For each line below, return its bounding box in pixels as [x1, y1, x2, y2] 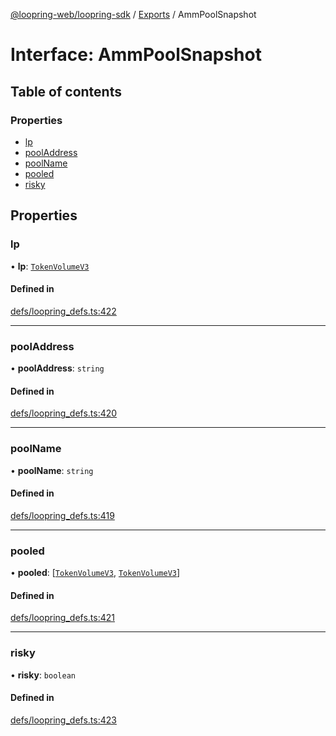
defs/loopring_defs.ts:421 [10, 612, 115, 624]
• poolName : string [10, 464, 94, 476]
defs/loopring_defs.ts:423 [10, 714, 117, 726]
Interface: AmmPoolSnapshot [10, 44, 262, 66]
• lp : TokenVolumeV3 [10, 260, 90, 272]
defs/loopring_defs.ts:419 [10, 509, 115, 521]
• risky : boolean [10, 669, 76, 681]
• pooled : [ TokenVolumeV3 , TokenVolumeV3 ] [10, 567, 181, 579]
